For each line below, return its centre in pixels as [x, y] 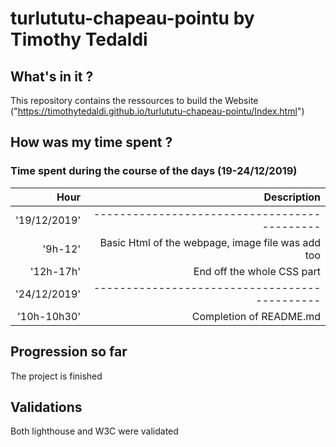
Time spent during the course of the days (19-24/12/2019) [154, 171]
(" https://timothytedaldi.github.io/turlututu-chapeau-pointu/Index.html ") [157, 111]
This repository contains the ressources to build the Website [134, 100]
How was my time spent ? [91, 142]
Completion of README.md [256, 316]
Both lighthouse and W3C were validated [94, 431]
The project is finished [56, 376]
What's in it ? [52, 76]
